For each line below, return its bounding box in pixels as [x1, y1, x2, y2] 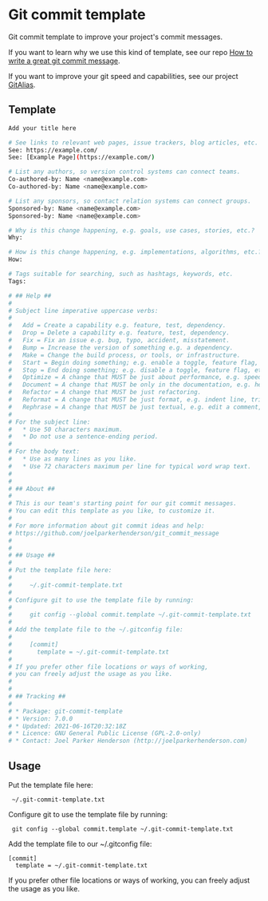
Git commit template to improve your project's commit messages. [8, 32, 223, 41]
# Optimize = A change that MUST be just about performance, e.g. [8, 373, 241, 381]
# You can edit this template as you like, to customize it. [8, 507, 216, 516]
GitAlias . [8, 80, 36, 89]
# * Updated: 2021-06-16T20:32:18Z [8, 722, 127, 730]
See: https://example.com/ [8, 146, 98, 154]
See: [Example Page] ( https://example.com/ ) [8, 153, 156, 161]
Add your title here [8, 124, 77, 132]
